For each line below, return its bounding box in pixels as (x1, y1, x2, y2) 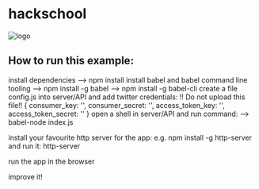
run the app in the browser (8, 156, 95, 166)
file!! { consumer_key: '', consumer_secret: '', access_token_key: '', (8, 100, 226, 110)
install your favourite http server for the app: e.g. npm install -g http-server (8, 133, 252, 142)
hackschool (8, 5, 87, 23)
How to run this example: (8, 54, 135, 67)
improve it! (8, 172, 44, 181)
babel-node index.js (8, 117, 74, 127)
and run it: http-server (8, 141, 81, 151)
